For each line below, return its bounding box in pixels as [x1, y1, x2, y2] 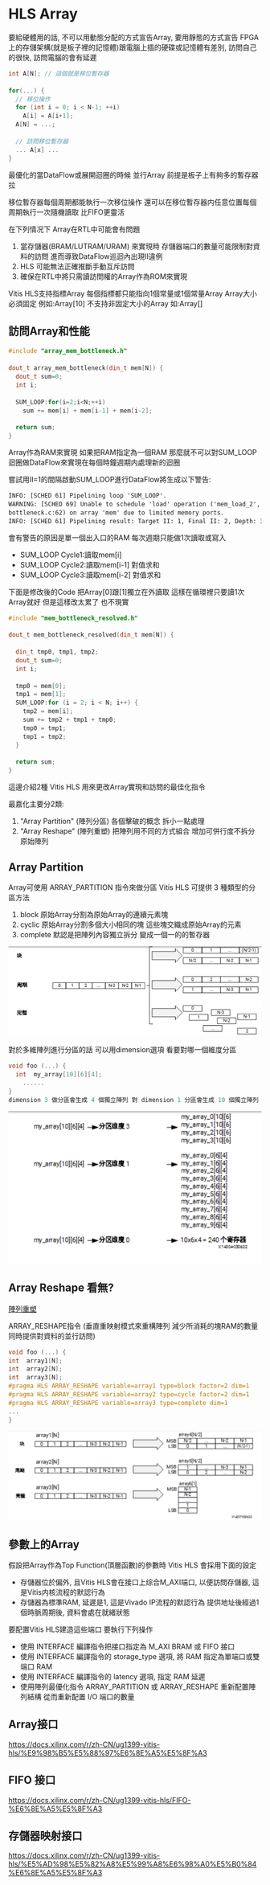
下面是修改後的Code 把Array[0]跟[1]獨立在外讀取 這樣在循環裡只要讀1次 [8, 587, 245, 596]
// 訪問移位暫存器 [15, 137, 69, 145]
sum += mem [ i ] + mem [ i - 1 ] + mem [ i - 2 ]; [22, 407, 153, 415]
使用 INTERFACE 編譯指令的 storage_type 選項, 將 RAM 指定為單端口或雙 [19, 1652, 260, 1661]
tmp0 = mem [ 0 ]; [15, 682, 67, 690]
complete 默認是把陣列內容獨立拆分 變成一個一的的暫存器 [19, 929, 211, 939]
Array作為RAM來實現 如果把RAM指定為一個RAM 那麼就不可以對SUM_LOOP [8, 448, 257, 457]
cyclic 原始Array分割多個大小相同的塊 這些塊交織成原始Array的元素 [19, 920, 242, 929]
